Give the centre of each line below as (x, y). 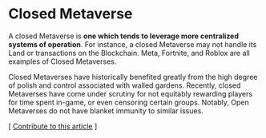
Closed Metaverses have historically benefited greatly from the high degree (133, 77)
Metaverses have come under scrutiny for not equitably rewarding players (131, 93)
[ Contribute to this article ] (53, 126)
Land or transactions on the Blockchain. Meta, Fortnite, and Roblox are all (129, 53)
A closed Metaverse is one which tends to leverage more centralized (123, 36)
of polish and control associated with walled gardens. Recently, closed (125, 85)
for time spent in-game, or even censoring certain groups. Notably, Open (129, 102)
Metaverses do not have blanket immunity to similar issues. (106, 110)
